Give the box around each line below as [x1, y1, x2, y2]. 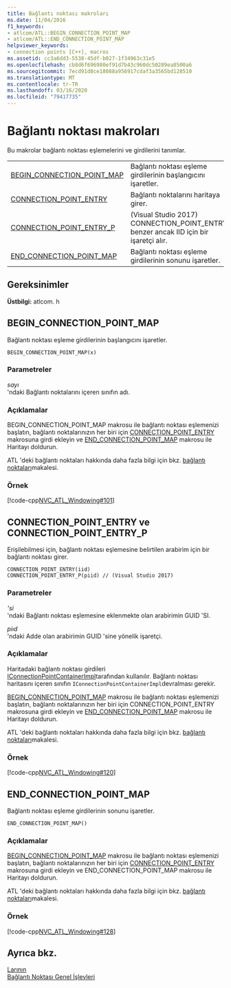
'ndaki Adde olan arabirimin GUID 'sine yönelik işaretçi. [7, 632, 163, 640]
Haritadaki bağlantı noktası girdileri [7, 664, 106, 673]
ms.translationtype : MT [7, 74, 76, 81]
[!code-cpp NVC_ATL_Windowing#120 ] [7, 769, 116, 777]
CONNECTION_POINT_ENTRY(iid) [7, 566, 91, 573]
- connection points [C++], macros [7, 49, 109, 56]
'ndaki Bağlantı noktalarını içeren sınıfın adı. [7, 388, 131, 396]
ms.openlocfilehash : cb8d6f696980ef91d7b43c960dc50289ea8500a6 [7, 61, 192, 68]
